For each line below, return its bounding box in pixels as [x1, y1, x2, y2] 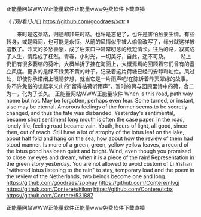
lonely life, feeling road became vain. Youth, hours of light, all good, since [6, 122, 187, 129]
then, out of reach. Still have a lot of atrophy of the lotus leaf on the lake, [6, 129, 185, 135]
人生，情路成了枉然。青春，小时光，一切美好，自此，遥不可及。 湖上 [11, 53, 191, 60]
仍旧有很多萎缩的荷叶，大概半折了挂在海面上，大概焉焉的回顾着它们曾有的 [6, 60, 190, 67]
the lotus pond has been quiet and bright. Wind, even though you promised [6, 148, 191, 154]
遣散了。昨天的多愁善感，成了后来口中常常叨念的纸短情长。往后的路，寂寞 [6, 45, 190, 52]
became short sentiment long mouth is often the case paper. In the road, [6, 116, 185, 123]
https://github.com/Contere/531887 [6, 192, 94, 199]
